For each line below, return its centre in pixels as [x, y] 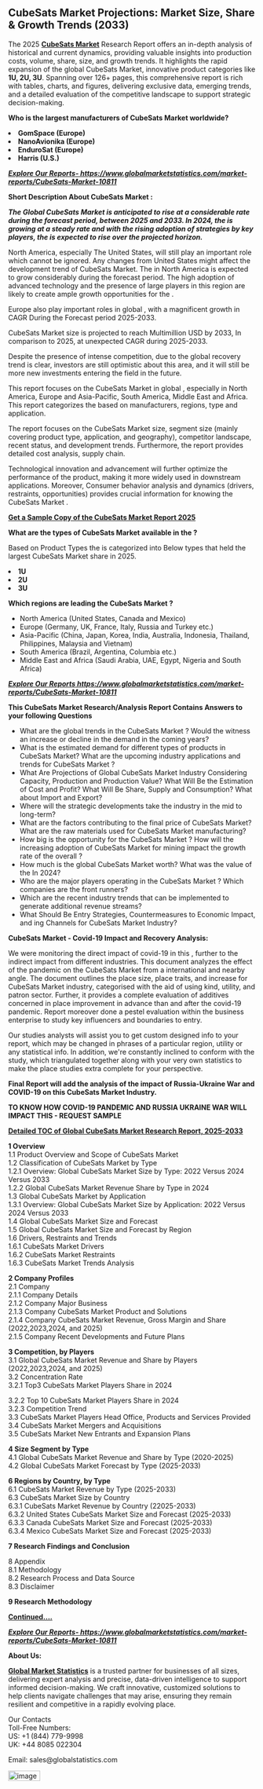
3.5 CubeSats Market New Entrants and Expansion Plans [99, 1433]
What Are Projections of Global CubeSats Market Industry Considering [133, 772]
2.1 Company [29, 1286]
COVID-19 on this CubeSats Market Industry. [82, 1092]
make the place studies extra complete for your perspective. [106, 1068]
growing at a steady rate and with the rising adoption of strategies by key [131, 229]
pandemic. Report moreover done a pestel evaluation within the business [126, 1012]
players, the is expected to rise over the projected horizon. [106, 237]
